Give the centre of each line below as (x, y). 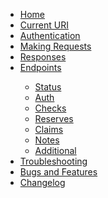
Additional (55, 150)
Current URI (44, 25)
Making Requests (55, 46)
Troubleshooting (53, 161)
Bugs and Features (58, 172)
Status (48, 87)
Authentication (50, 35)
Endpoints (40, 67)
